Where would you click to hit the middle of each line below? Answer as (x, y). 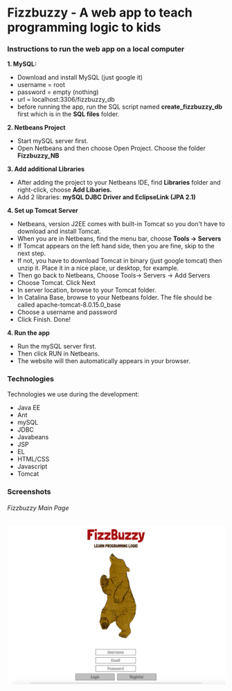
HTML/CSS (33, 459)
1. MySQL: (22, 64)
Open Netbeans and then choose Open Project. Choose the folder (111, 148)
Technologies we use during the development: (73, 394)
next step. (32, 253)
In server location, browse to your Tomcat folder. (87, 290)
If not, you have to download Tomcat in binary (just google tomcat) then (119, 261)
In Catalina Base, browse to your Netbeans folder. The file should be (115, 297)
